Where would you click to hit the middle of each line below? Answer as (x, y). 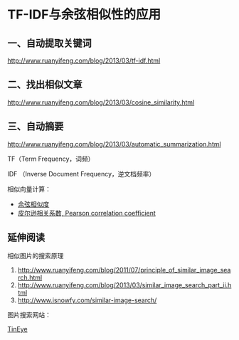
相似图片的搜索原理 (36, 256)
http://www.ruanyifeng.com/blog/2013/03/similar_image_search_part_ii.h (124, 285)
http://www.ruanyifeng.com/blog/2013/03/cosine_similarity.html (101, 102)
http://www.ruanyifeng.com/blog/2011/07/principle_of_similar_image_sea (124, 270)
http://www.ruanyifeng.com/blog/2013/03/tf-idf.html (84, 60)
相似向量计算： (29, 188)
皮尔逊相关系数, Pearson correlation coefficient (87, 213)
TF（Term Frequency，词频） (51, 159)
